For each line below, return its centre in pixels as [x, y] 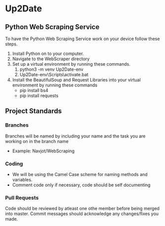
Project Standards [34, 111]
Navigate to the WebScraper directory [51, 59]
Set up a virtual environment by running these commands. [71, 64]
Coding [14, 164]
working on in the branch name [37, 141]
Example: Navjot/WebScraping [43, 151]
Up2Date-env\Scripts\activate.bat [54, 74]
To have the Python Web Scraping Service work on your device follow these [82, 39]
